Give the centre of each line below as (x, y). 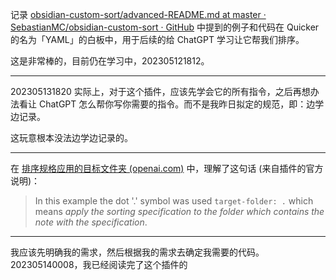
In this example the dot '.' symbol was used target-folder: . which (174, 201)
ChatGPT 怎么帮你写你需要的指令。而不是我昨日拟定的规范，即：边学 (181, 104)
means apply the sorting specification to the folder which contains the (179, 211)
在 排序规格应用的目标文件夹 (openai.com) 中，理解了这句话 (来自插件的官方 (167, 168)
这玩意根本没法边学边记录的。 (71, 137)
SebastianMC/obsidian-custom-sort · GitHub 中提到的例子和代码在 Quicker (165, 27)
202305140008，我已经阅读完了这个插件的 (99, 264)
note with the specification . (91, 222)
